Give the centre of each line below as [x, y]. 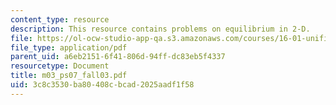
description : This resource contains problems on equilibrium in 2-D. [160, 29]
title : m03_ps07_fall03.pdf [69, 76]
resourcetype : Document [60, 66]
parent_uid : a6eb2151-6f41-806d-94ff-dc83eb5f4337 [118, 57]
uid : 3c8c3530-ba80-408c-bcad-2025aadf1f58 [102, 85]
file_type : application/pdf [69, 47]
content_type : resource [60, 19]
